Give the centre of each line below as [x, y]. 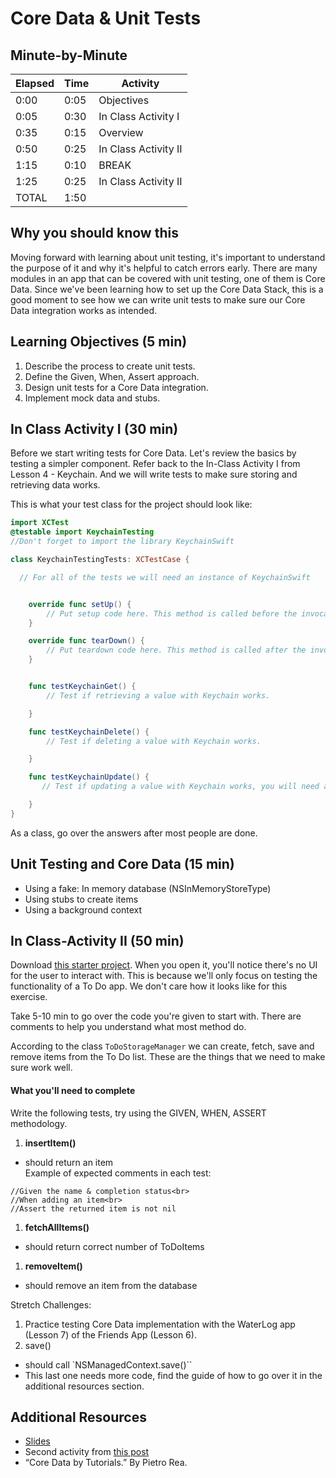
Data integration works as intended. [84, 310]
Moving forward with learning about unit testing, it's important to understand [168, 257]
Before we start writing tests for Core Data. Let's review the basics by [153, 453]
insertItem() [50, 1143]
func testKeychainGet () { [82, 687]
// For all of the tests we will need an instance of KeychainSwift [165, 577]
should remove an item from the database [111, 1285]
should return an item [69, 1162]
